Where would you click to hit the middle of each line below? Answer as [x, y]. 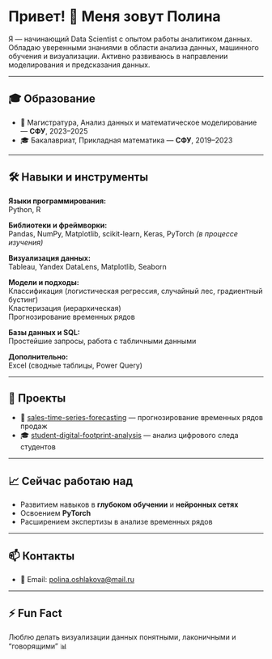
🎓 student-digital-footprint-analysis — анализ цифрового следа [129, 436]
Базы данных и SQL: [45, 332]
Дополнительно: [38, 356]
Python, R [25, 209]
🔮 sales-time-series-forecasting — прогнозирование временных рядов [141, 418]
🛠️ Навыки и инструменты [79, 177]
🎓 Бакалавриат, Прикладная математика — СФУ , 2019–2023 [126, 140]
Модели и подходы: [44, 282]
